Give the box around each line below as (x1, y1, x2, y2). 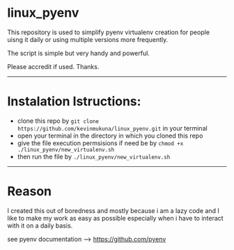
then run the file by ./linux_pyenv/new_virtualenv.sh (17, 152, 171, 161)
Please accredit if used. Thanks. (7, 62, 100, 71)
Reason (7, 184, 52, 200)
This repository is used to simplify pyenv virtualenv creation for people (7, 28, 210, 36)
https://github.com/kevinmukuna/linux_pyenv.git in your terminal (17, 124, 208, 132)
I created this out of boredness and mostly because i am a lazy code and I (7, 206, 219, 214)
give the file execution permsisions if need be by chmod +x (17, 138, 184, 147)
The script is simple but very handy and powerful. (7, 49, 150, 57)
